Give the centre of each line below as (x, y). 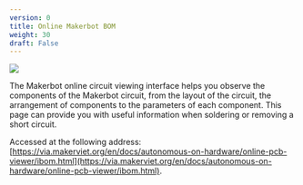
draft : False (34, 43)
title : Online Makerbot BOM (63, 26)
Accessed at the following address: (76, 142)
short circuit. (33, 124)
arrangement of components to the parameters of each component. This (146, 105)
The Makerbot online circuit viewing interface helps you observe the (137, 86)
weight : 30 (30, 34)
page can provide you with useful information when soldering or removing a (151, 115)
